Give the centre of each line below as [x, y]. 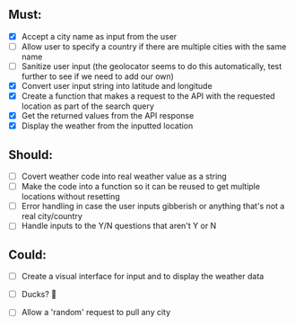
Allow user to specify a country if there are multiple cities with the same [154, 46]
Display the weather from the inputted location [107, 126]
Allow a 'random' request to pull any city [96, 313]
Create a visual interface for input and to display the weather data [143, 277]
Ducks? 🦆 [39, 295]
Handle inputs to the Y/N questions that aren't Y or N [119, 226]
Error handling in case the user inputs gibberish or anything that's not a [153, 207]
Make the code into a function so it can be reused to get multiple [141, 187]
